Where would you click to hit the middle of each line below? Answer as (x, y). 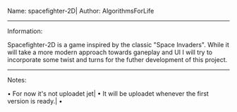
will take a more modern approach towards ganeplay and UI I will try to (110, 52)
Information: (25, 31)
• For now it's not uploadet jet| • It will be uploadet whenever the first (108, 94)
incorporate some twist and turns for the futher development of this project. (117, 60)
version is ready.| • (35, 101)
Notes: (17, 80)
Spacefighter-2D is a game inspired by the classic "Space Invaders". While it (118, 45)
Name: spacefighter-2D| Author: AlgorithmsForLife (81, 11)
